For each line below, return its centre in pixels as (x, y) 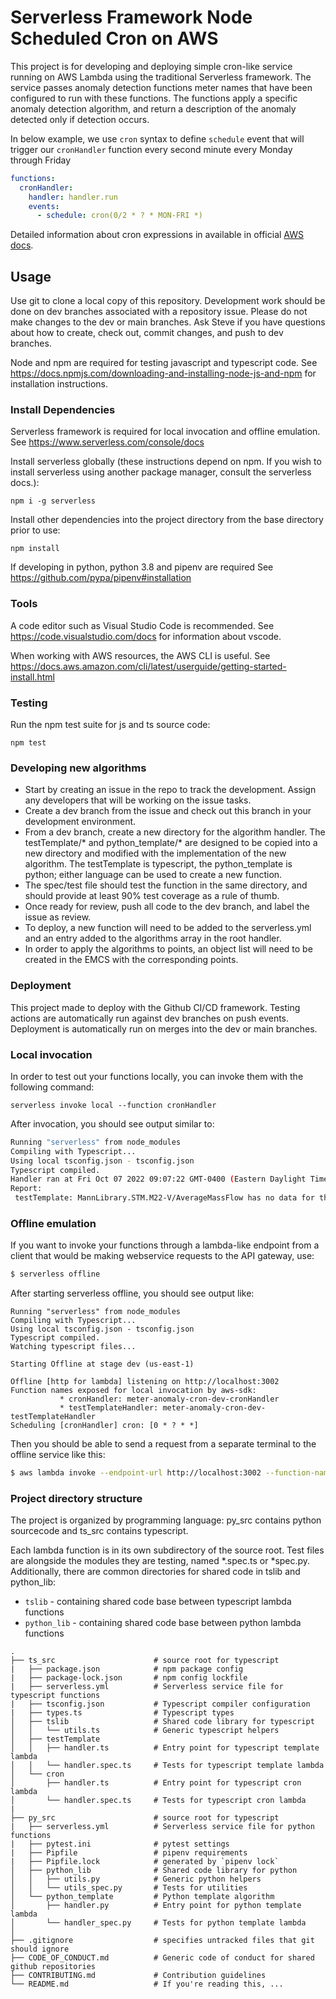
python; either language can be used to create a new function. (153, 875)
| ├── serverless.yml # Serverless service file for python (162, 1827)
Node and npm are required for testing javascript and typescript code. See (164, 363)
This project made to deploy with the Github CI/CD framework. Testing (155, 1007)
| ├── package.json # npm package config (127, 1669)
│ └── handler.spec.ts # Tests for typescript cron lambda (158, 1801)
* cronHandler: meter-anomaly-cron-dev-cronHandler (169, 1399)
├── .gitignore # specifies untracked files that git (162, 1941)
